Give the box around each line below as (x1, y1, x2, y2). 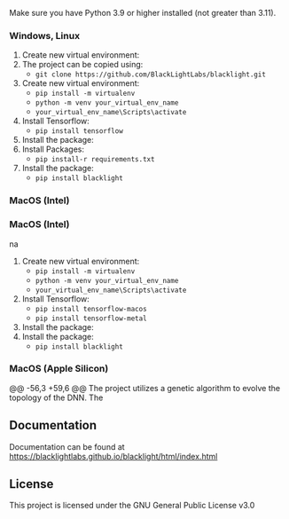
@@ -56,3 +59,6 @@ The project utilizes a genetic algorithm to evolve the (9, 382, 281, 393)
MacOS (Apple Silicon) (9, 363, 109, 375)
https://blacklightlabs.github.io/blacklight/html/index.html (9, 451, 218, 461)
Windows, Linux (9, 29, 81, 42)
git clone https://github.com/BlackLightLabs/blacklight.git (35, 70, 266, 79)
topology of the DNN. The (9, 392, 104, 403)
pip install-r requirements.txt (35, 155, 155, 164)
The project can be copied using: (21, 59, 144, 70)
